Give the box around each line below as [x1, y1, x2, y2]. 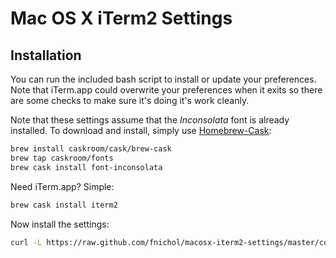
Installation [10, 47, 82, 64]
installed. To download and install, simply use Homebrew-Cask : [10, 125, 272, 136]
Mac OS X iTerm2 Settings [10, 7, 233, 30]
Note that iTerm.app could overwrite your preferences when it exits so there [10, 84, 323, 96]
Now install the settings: [10, 218, 110, 230]
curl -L [10, 237, 43, 247]
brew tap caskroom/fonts [10, 153, 114, 163]
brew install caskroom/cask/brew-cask [10, 144, 172, 154]
